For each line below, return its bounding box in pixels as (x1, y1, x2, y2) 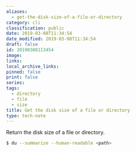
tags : (6, 85, 19, 91)
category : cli (6, 19, 41, 25)
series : (6, 80, 25, 86)
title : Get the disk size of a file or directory (6, 107, 131, 113)
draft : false (6, 42, 38, 48)
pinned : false (6, 69, 41, 75)
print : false (6, 74, 38, 80)
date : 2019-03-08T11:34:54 (6, 31, 72, 37)
